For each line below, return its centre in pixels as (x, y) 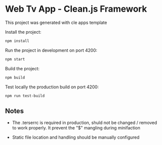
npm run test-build (25, 96)
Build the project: (22, 68)
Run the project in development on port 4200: (51, 50)
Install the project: (23, 32)
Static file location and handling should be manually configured (76, 137)
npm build (15, 77)
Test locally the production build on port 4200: (52, 87)
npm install (17, 41)
